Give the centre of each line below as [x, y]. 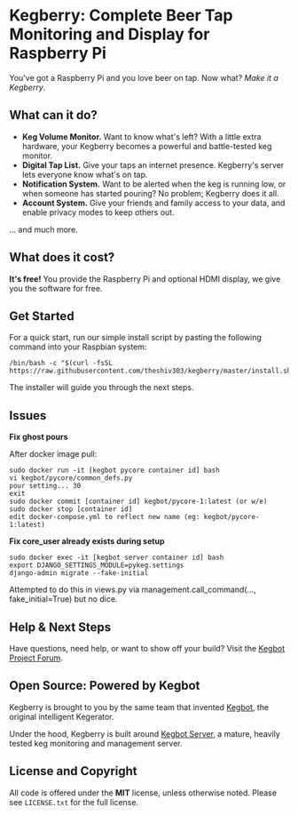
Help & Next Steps [60, 627]
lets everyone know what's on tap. [85, 174]
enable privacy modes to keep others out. [98, 212]
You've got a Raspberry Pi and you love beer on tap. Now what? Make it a [144, 77]
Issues [28, 415]
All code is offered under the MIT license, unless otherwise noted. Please [143, 793]
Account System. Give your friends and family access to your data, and [153, 203]
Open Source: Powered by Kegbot [105, 686]
